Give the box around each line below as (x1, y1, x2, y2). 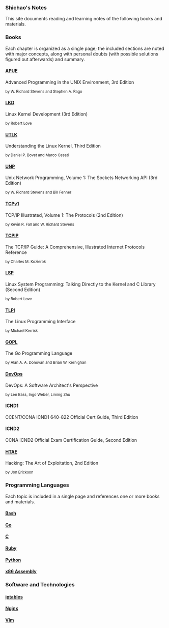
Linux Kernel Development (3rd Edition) (5, 111, 88, 117)
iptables (5, 593, 23, 600)
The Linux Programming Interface (5, 319, 76, 325)
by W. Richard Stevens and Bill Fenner (5, 190, 72, 195)
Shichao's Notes (5, 4, 47, 11)
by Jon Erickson (5, 470, 34, 475)
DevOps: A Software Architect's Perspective (5, 382, 98, 388)
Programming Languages (5, 481, 70, 489)
